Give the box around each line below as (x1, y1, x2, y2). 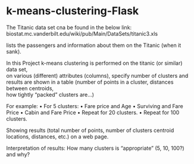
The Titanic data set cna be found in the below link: (6, 24, 132, 31)
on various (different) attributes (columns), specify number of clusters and (6, 72, 189, 79)
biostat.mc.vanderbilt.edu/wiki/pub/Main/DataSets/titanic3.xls (6, 30, 158, 37)
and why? (6, 150, 30, 158)
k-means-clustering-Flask (6, 4, 139, 18)
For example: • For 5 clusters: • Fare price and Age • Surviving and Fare (6, 102, 183, 109)
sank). (6, 48, 22, 55)
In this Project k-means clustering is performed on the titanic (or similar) (6, 59, 183, 67)
